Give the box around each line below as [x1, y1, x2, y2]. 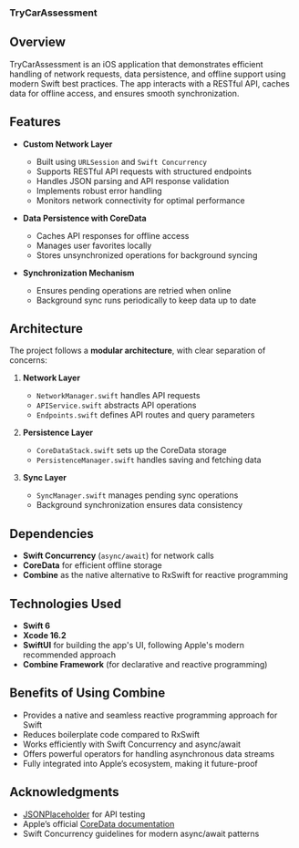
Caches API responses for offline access [36, 230, 190, 241]
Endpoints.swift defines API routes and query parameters [36, 409, 255, 420]
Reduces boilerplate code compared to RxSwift [22, 729, 201, 739]
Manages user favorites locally [36, 240, 152, 251]
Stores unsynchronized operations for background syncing [36, 249, 258, 261]
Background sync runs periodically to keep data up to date [36, 295, 257, 305]
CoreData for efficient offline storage [22, 560, 162, 571]
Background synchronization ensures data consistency [36, 500, 243, 511]
